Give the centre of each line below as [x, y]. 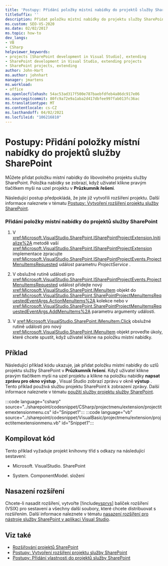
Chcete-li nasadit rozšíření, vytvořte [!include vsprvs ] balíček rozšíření [77, 503]
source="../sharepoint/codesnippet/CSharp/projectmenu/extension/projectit [83, 407]
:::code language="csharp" [33, 401]
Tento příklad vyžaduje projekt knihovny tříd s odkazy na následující [75, 450]
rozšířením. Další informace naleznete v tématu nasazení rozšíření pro [77, 514]
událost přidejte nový [80, 285]
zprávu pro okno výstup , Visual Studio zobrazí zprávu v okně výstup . [78, 381]
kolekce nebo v [112, 301]
